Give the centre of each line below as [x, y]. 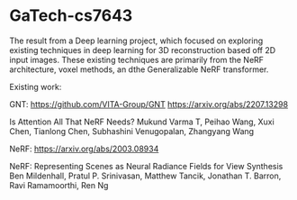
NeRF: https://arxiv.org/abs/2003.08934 [84, 149]
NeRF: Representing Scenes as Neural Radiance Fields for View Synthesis [146, 166]
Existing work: [36, 86]
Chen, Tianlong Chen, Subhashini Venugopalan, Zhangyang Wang [132, 131]
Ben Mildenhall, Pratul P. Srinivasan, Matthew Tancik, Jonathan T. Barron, [145, 176]
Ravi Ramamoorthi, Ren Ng [59, 185]
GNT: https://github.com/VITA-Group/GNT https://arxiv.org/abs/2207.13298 [149, 104]
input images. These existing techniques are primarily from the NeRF [136, 59]
